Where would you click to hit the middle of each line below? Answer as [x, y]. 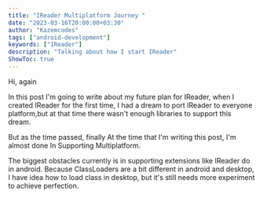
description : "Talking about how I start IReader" [93, 52]
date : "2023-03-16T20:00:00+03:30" [66, 23]
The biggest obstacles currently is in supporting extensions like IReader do [129, 160]
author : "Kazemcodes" [44, 30]
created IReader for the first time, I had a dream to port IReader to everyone [130, 105]
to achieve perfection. [44, 185]
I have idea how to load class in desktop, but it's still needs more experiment [131, 177]
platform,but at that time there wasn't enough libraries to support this [120, 113]
